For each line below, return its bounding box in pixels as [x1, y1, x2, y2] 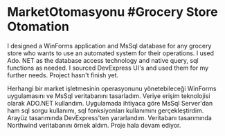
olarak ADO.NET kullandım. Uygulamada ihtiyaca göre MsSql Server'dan [7, 99, 213, 107]
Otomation [7, 19, 69, 35]
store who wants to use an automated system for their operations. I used [7, 49, 215, 57]
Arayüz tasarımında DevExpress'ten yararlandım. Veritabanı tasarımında [7, 113, 213, 122]
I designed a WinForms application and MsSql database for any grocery [7, 41, 212, 50]
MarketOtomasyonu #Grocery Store [7, 4, 218, 20]
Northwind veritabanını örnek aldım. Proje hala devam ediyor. [7, 121, 181, 129]
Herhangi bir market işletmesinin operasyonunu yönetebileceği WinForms [7, 84, 217, 93]
